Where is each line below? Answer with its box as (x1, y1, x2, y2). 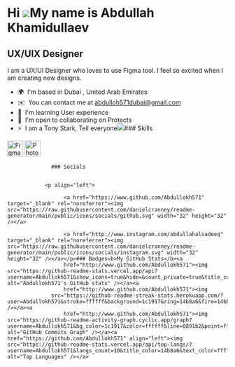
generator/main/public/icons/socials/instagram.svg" (7, 249, 164, 256)
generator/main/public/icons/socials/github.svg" (7, 212, 155, 219)
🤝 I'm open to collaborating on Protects (17, 116, 132, 124)
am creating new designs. (7, 74, 82, 82)
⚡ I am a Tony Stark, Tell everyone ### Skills (17, 124, 153, 132)
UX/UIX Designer (7, 48, 84, 60)
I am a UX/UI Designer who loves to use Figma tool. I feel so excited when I (7, 67, 224, 74)
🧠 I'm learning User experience (17, 109, 109, 116)
